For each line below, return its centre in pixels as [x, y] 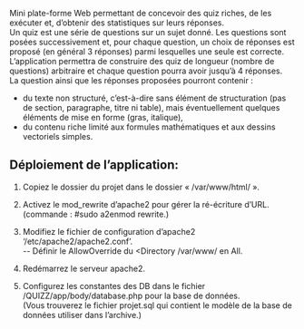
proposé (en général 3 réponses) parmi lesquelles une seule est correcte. [147, 52]
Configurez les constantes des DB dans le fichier [114, 285]
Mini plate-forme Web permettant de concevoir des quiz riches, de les [141, 13]
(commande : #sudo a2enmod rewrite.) [96, 214]
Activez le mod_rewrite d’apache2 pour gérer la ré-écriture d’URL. [146, 204]
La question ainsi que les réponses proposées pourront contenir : [132, 80]
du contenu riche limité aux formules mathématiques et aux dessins [149, 127]
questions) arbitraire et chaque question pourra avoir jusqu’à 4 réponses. [146, 71]
